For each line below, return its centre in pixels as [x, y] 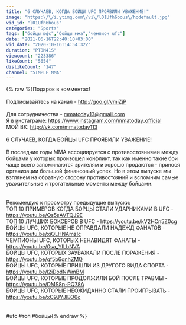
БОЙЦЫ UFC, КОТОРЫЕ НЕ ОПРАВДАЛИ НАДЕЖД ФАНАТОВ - [86, 228]
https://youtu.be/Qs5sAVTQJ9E [45, 215]
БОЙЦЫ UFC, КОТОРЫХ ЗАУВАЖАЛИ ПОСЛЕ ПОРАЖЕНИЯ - [83, 253]
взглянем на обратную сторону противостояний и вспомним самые [92, 177]
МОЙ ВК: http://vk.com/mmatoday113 [52, 127]
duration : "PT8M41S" [32, 50]
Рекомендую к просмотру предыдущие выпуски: [68, 203]
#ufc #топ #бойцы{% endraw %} [47, 316]
